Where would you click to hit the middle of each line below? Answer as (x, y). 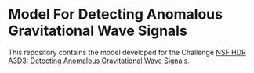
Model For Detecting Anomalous (116, 14)
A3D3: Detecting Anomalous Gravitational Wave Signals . (99, 61)
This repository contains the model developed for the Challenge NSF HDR (127, 52)
